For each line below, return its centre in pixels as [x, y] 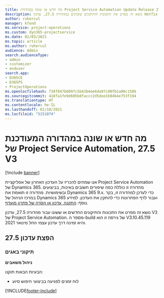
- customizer [18, 64]
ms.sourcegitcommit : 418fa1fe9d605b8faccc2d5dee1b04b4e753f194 [71, 96]
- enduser [15, 69]
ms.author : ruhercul [26, 46]
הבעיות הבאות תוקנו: [24, 272]
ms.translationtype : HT [29, 101]
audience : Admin [21, 50]
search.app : [17, 73]
